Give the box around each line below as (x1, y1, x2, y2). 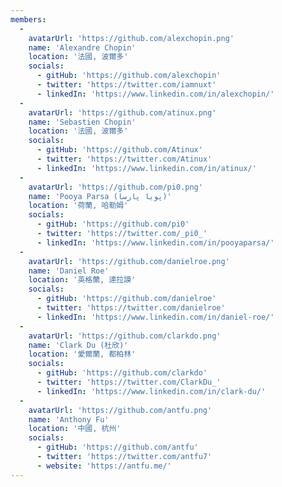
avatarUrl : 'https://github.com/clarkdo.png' (28, 331, 222, 341)
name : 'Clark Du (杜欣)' (28, 340, 129, 350)
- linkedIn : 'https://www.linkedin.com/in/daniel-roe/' (36, 312, 275, 322)
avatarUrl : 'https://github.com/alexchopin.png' (28, 33, 235, 43)
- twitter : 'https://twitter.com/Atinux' (36, 154, 213, 164)
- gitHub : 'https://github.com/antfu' (36, 442, 199, 453)
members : (10, 14, 47, 25)
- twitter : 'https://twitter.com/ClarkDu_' (36, 377, 222, 387)
